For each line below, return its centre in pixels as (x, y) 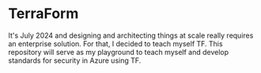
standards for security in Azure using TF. (75, 60)
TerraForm (43, 14)
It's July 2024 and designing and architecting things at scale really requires (131, 35)
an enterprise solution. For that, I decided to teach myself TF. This (115, 43)
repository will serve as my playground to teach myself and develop (119, 52)
